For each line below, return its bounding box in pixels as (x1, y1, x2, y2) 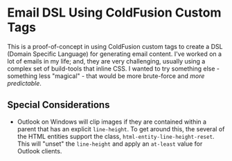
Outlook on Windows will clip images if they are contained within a (17, 117, 206, 126)
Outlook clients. (17, 146, 62, 155)
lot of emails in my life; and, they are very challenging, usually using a (7, 57, 206, 65)
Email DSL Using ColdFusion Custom (7, 5, 222, 21)
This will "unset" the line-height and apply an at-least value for (17, 140, 203, 148)
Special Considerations (7, 99, 110, 111)
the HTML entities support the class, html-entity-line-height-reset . (17, 132, 215, 140)
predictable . (7, 79, 42, 87)
